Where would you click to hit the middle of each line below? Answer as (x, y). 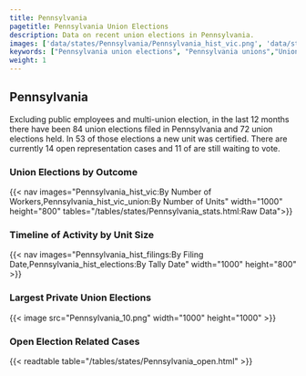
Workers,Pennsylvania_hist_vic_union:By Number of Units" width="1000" (146, 202)
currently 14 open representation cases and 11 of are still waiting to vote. (145, 148)
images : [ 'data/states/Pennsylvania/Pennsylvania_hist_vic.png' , (136, 43)
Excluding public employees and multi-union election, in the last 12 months (149, 119)
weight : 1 (28, 60)
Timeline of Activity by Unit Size (82, 235)
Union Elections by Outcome (74, 172)
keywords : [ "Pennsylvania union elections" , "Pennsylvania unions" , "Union (154, 52)
